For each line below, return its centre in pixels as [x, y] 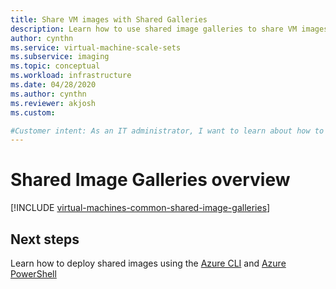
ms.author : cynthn [48, 94]
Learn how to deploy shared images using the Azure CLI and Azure [148, 263]
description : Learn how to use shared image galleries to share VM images [169, 29]
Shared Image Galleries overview [150, 180]
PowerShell [33, 274]
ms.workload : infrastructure [71, 76]
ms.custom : [33, 112]
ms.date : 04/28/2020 [53, 85]
